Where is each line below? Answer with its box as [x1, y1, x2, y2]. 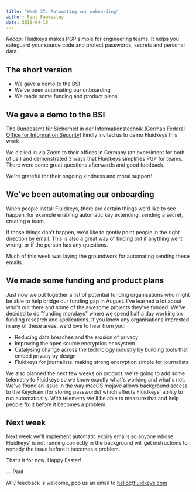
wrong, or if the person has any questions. [6, 241, 108, 248]
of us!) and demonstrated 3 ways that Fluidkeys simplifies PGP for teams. [6, 155, 183, 162]
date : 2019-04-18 [6, 19, 49, 25]
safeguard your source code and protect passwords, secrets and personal [6, 41, 185, 48]
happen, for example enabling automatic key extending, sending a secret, [6, 211, 183, 218]
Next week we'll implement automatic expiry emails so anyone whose [6, 433, 174, 440]
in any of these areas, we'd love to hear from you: [6, 322, 126, 329]
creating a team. [6, 217, 46, 224]
